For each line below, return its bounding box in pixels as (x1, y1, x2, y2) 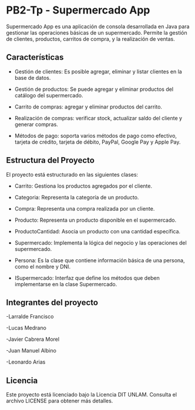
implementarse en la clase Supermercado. (14, 280, 117, 287)
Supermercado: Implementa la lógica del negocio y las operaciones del (14, 239, 187, 246)
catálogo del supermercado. (14, 92, 83, 99)
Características (6, 52, 64, 62)
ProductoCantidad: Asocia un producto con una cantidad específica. (14, 228, 181, 235)
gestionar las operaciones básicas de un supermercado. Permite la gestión (6, 29, 188, 36)
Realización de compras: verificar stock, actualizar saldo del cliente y (14, 114, 183, 121)
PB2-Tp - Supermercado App (6, 4, 150, 17)
